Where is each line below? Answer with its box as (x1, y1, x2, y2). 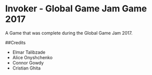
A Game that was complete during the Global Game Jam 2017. (5, 30, 132, 36)
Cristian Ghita (12, 65, 41, 71)
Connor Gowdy (12, 60, 44, 66)
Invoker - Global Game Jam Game (5, 3, 147, 14)
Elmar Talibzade (12, 49, 46, 55)
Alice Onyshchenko (12, 54, 53, 60)
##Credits (5, 39, 26, 45)
